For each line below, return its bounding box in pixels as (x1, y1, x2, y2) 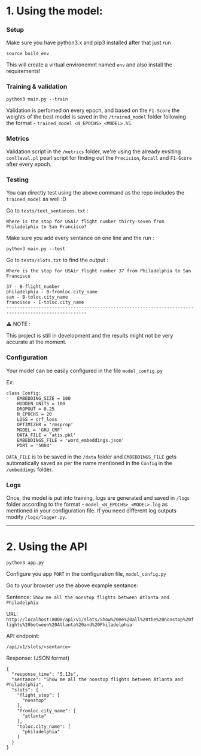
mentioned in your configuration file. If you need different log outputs (6, 507, 176, 514)
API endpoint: (6, 632, 40, 639)
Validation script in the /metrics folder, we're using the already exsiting (6, 148, 181, 155)
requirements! (6, 68, 41, 75)
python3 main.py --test (6, 246, 66, 252)
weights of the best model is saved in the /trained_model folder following (6, 113, 187, 120)
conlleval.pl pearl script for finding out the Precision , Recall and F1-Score (6, 154, 193, 162)
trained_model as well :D (6, 196, 67, 203)
